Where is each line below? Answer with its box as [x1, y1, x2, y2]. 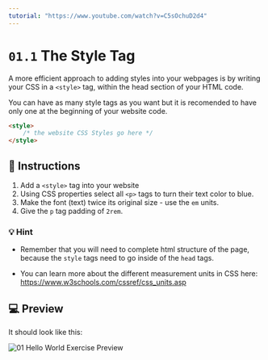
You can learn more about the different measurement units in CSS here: [19, 269, 258, 278]
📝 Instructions [8, 159, 81, 173]
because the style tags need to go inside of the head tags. [19, 253, 214, 263]
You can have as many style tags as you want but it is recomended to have [8, 98, 257, 107]
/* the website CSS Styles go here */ [23, 129, 153, 137]
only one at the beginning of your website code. [8, 106, 168, 115]
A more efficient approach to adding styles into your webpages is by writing [8, 73, 261, 83]
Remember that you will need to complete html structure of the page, [19, 245, 250, 254]
